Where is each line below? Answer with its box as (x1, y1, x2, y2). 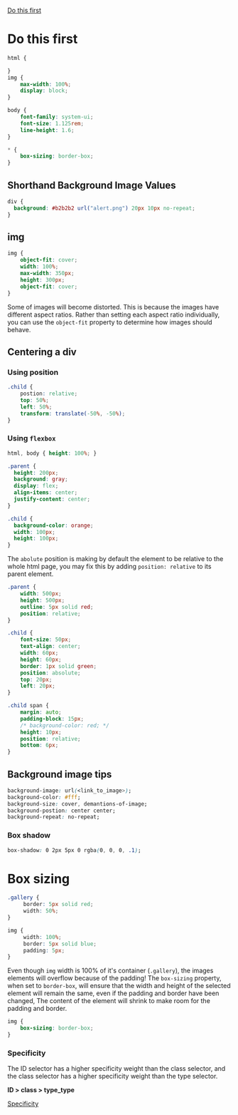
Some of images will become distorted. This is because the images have (7, 302, 220, 311)
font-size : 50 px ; (20, 636, 72, 644)
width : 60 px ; (20, 649, 59, 657)
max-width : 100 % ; (20, 81, 72, 88)
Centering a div (7, 346, 77, 358)
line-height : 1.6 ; (20, 126, 75, 134)
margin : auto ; (20, 709, 62, 716)
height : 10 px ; (20, 729, 62, 736)
